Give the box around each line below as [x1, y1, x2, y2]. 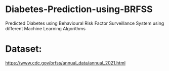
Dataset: [5, 43, 42, 55]
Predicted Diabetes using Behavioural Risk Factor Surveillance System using [5, 20, 164, 26]
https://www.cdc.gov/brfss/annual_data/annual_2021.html [5, 59, 125, 66]
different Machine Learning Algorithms [5, 25, 86, 31]
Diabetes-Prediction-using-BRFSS [5, 4, 153, 15]
